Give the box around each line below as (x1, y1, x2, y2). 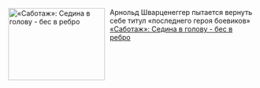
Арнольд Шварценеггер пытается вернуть (110, 8, 252, 16)
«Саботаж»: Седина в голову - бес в (110, 24, 233, 34)
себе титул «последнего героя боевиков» (110, 16, 251, 25)
